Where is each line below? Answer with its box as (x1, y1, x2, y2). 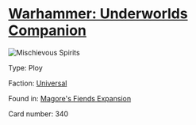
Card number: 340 (8, 108, 69, 119)
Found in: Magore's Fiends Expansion (8, 93, 132, 103)
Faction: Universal (8, 78, 67, 88)
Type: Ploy (8, 62, 44, 72)
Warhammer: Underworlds (8, 5, 188, 23)
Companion (8, 21, 87, 40)
